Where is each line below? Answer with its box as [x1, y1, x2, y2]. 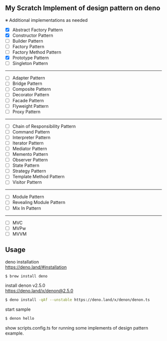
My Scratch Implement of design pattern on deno [5, 4, 161, 12]
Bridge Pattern [12, 80, 42, 86]
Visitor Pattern [12, 179, 42, 185]
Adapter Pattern [12, 75, 46, 81]
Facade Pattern [12, 97, 44, 103]
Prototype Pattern [12, 55, 49, 61]
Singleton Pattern [12, 61, 48, 67]
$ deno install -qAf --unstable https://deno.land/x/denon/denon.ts [5, 297, 150, 302]
